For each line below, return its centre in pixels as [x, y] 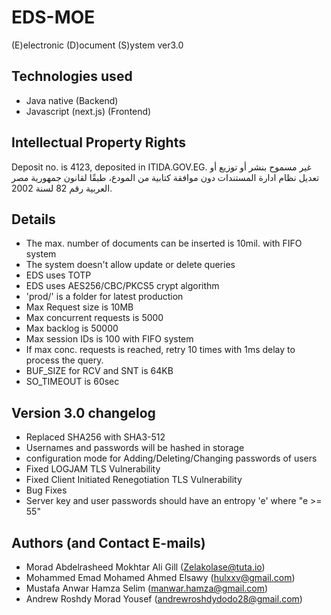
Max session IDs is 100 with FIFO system [109, 339]
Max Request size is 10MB [79, 307]
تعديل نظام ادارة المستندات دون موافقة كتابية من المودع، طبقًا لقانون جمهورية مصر [165, 177]
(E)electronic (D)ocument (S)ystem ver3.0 [97, 45]
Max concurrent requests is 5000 [94, 318]
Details [33, 219]
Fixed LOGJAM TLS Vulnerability [93, 469]
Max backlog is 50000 [72, 328]
